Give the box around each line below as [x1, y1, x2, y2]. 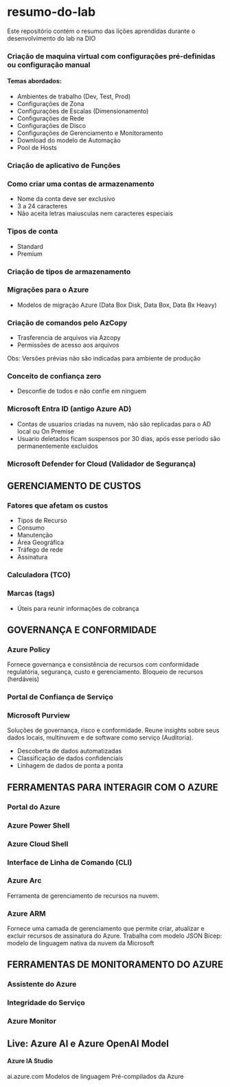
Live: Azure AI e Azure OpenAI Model [7, 1037, 170, 1049]
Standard [16, 242, 43, 250]
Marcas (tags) [7, 589, 55, 599]
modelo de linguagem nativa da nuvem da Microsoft [7, 939, 154, 947]
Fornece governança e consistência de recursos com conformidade [7, 660, 199, 669]
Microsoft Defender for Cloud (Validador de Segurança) [7, 459, 196, 469]
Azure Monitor [7, 1016, 57, 1026]
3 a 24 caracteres [16, 202, 67, 211]
